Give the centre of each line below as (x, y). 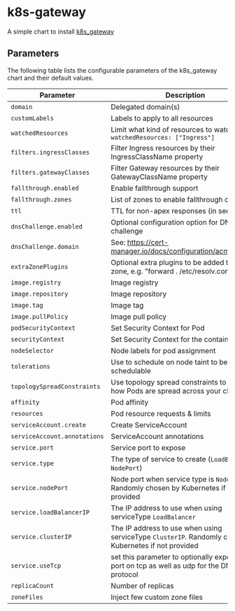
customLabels (33, 118)
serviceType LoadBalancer (153, 517)
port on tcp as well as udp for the (165, 566)
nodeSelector (33, 351)
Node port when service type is (163, 479)
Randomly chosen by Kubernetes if (168, 488)
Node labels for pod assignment (163, 350)
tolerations (31, 366)
